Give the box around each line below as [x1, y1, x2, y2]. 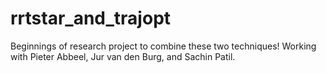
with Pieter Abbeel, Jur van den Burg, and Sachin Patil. [10, 50, 236, 62]
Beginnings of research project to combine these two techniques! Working [10, 40, 317, 52]
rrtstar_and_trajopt [10, 7, 172, 30]
